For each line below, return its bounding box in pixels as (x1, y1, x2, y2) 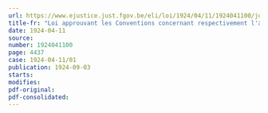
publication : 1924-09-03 (8, 64, 91, 72)
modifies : (8, 78, 41, 86)
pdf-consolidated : (8, 93, 69, 101)
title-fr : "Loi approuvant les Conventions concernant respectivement (8, 19, 248, 27)
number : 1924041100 (8, 41, 73, 49)
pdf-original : (8, 85, 56, 94)
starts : (8, 71, 34, 79)
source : (8, 33, 34, 42)
